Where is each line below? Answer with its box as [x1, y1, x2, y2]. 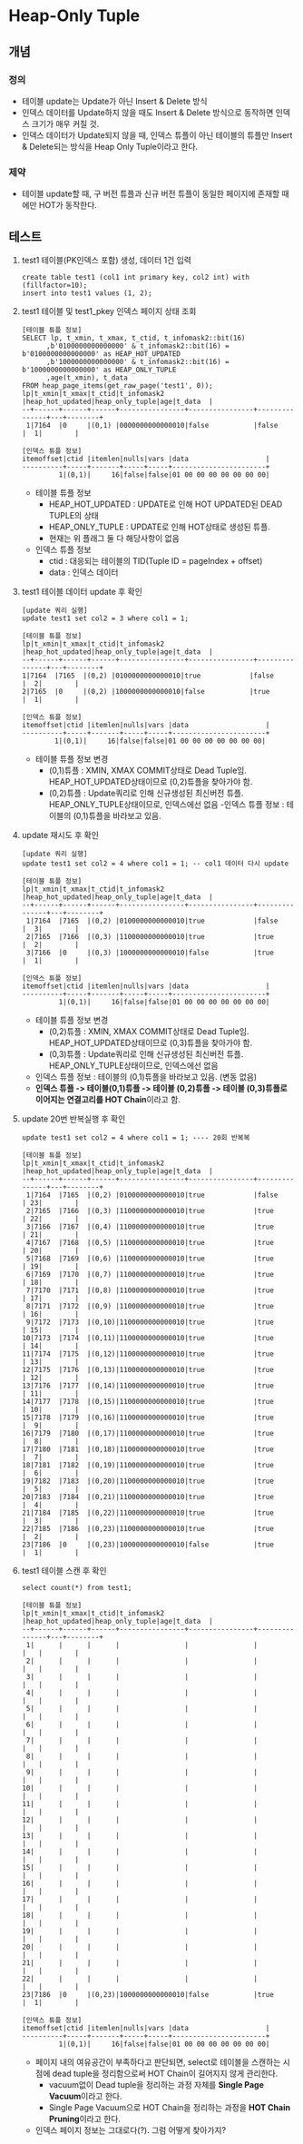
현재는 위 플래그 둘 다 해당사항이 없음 [48, 532, 181, 543]
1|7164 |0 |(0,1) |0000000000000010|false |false [25, 420, 279, 430]
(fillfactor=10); [21, 281, 88, 290]
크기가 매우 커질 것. [31, 118, 100, 129]
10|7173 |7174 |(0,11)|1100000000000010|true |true [21, 1333, 274, 1342]
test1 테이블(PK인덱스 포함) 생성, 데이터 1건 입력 [21, 254, 192, 265]
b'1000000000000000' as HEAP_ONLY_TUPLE [21, 365, 177, 374]
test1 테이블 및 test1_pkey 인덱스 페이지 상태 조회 [21, 305, 197, 316]
